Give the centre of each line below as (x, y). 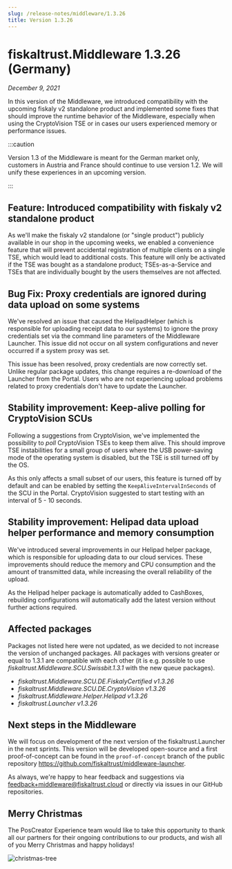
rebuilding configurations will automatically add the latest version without (112, 600)
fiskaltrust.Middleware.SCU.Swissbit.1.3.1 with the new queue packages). (112, 668)
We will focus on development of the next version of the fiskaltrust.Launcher (117, 742)
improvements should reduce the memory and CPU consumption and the (112, 564)
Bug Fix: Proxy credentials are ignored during (107, 294)
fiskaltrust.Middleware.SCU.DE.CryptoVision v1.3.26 (92, 688)
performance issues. (37, 131)
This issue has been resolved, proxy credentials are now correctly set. (108, 364)
